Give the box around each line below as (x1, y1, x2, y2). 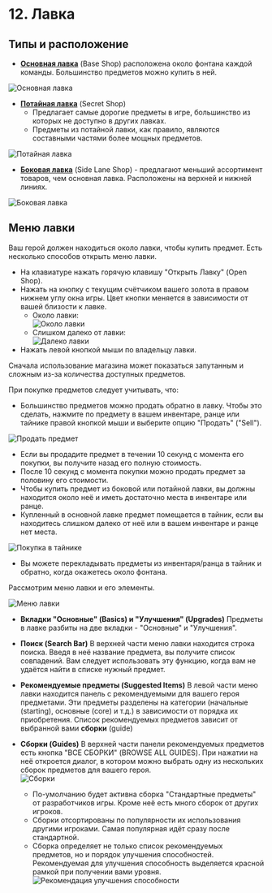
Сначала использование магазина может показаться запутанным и (8, 360, 244, 370)
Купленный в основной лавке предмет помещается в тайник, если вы (19, 509, 264, 520)
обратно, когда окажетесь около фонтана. (19, 567, 168, 576)
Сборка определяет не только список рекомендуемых (32, 841, 223, 851)
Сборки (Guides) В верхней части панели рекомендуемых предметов (19, 739, 265, 748)
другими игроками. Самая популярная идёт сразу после (32, 823, 230, 833)
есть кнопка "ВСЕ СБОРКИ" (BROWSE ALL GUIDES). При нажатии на (19, 748, 258, 757)
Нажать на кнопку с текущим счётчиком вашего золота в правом (19, 284, 249, 294)
